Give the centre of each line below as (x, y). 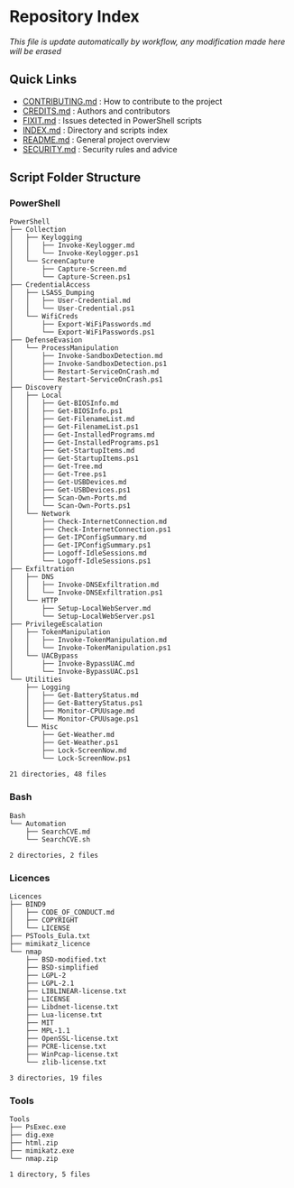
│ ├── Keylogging (46, 238)
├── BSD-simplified (62, 968)
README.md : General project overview (96, 139)
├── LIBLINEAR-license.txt (76, 991)
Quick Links (43, 80)
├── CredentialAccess (50, 285)
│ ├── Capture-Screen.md (68, 269)
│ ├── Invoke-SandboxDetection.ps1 (88, 364)
